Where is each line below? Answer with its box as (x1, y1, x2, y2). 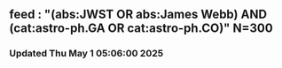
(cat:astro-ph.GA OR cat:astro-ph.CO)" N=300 (9, 21, 273, 36)
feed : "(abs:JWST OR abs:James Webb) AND (9, 7, 268, 22)
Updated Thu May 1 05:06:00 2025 (9, 48, 164, 60)
